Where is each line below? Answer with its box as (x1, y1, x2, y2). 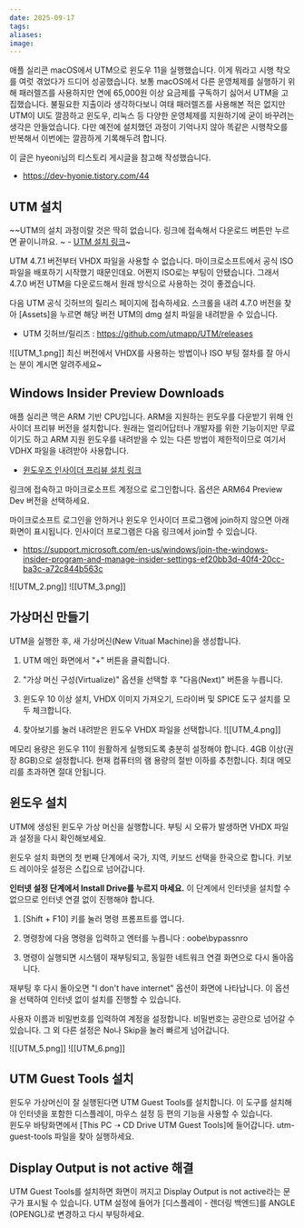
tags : (9, 22, 30, 31)
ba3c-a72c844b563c (22, 563, 103, 574)
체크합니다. (32, 704, 73, 715)
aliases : (9, 30, 43, 39)
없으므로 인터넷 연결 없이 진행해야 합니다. (9, 894, 155, 904)
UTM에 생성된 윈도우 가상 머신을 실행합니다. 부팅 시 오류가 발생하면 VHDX (9, 821, 272, 832)
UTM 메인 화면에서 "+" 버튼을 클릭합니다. (22, 654, 171, 665)
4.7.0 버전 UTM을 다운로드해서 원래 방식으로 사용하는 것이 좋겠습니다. (9, 278, 256, 289)
